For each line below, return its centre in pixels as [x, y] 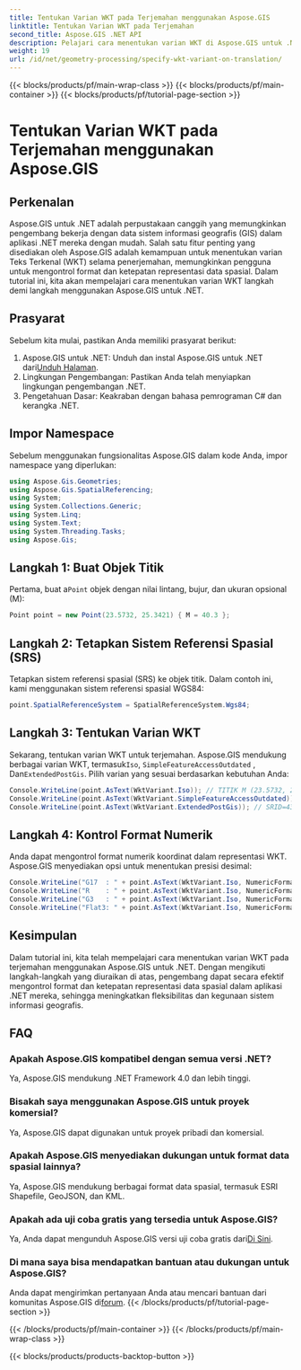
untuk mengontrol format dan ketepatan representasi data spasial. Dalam [144, 271]
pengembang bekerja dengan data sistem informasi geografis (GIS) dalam [146, 233]
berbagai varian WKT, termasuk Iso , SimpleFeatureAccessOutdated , [133, 764]
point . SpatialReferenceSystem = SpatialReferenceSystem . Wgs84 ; [130, 705]
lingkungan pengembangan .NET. [84, 386]
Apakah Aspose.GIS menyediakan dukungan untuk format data [149, 1155]
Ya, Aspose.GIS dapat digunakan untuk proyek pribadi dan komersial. [137, 1132]
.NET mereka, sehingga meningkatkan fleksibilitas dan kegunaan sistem [142, 995]
